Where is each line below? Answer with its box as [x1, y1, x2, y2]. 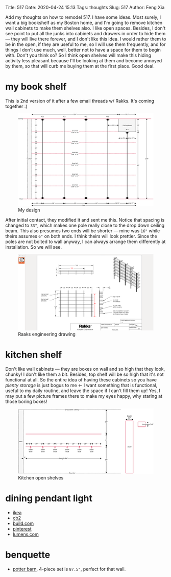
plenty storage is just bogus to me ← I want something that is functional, [5, 382, 158, 388]
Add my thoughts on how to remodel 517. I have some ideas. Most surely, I [5, 14, 161, 20]
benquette [5, 549, 51, 561]
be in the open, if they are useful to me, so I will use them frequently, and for [5, 41, 166, 47]
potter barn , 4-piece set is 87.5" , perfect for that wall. [12, 566, 126, 572]
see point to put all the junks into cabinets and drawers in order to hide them [5, 31, 166, 36]
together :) [5, 103, 28, 109]
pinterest [12, 526, 32, 532]
